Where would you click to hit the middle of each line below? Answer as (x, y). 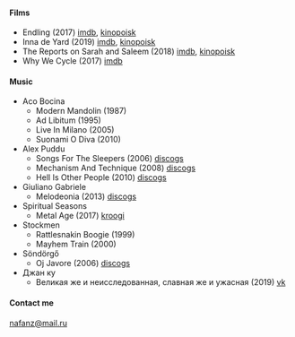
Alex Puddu (43, 149)
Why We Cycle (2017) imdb (72, 61)
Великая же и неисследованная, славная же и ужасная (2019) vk (161, 282)
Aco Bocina (43, 101)
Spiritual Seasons (55, 206)
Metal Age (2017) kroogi (80, 216)
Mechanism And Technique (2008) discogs (115, 168)
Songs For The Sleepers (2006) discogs (109, 159)
